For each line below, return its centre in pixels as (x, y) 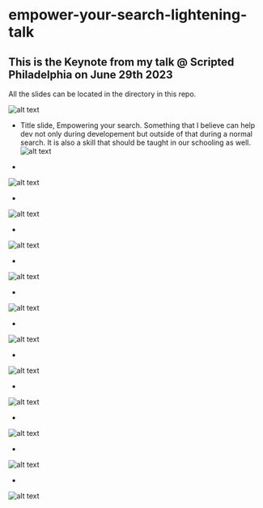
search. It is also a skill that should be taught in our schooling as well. (135, 142)
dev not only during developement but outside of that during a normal (136, 134)
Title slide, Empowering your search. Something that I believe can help (138, 125)
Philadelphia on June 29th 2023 (91, 74)
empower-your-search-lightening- (128, 15)
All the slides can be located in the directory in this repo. (102, 94)
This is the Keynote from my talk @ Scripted (121, 62)
